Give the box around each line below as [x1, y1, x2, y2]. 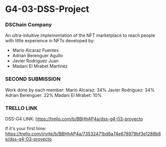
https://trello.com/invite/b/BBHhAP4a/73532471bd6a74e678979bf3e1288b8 [5, 131, 161, 137]
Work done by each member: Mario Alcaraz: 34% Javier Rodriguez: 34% [5, 87, 155, 93]
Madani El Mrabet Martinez [12, 63, 68, 69]
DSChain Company [5, 21, 52, 28]
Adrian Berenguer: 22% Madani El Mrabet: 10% [5, 92, 102, 98]
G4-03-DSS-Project [5, 3, 89, 15]
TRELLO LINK [5, 104, 38, 111]
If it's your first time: [5, 126, 47, 132]
